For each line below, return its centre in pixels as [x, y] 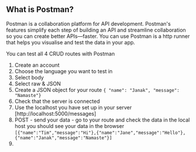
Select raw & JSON [38, 84]
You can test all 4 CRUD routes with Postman [60, 53]
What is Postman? [40, 10]
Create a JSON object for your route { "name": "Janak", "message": [97, 89]
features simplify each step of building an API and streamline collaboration [96, 30]
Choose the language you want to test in [63, 71]
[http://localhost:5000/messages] [55, 113]
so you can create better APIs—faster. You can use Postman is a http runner [98, 36]
